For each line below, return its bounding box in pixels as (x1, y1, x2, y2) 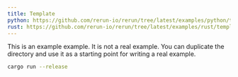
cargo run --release (7, 64, 69, 71)
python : (7, 17, 30, 24)
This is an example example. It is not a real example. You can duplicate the (7, 43, 225, 51)
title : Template (7, 10, 55, 17)
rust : (7, 23, 23, 30)
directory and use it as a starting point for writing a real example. (7, 50, 196, 58)
